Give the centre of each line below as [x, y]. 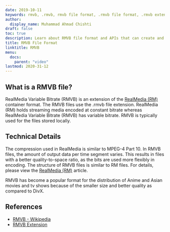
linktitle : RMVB [22, 48]
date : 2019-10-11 [24, 10]
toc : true [16, 33]
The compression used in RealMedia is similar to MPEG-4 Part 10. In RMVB [83, 149]
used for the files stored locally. [38, 121]
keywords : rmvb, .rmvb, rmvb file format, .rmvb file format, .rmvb [79, 15]
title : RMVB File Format [31, 43]
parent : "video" [32, 62]
